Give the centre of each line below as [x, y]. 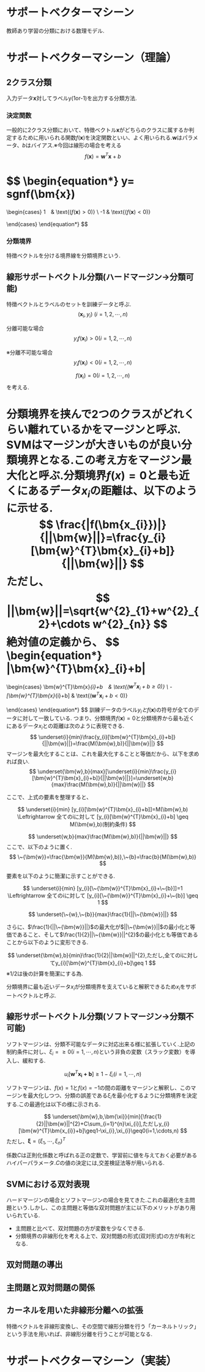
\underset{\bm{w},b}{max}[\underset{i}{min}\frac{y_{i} [107, 771]
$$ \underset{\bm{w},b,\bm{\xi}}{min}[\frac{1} [103, 1116]
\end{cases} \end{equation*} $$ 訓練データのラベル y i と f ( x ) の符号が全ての [100, 710]
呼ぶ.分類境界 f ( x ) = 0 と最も [109, 476]
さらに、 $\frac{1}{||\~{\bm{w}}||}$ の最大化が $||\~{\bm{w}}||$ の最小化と [98, 927]
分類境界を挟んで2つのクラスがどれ [95, 415]
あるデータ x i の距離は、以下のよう [113, 492]
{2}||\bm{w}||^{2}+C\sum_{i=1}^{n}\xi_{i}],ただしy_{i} [103, 1124]
